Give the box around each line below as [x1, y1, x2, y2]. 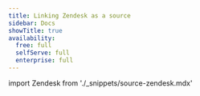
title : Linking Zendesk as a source [8, 11, 131, 20]
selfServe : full [15, 49, 70, 57]
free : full [15, 42, 52, 50]
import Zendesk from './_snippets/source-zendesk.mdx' [8, 78, 193, 88]
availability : [8, 34, 56, 42]
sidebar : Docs [8, 19, 56, 27]
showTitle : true [8, 26, 63, 34]
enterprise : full [15, 57, 74, 65]
